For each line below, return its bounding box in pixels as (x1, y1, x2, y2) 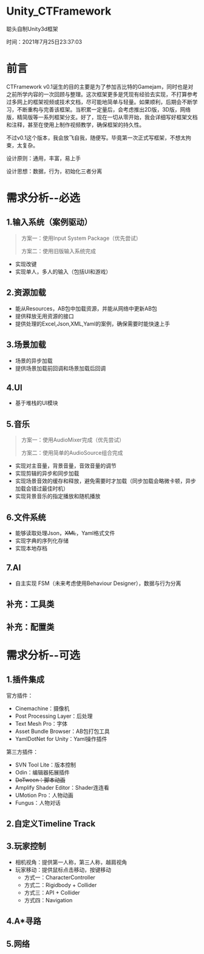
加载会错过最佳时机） (15, 485, 69, 493)
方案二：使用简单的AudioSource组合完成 (21, 449, 123, 457)
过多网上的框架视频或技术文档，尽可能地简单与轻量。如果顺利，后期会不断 (6, 98, 192, 105)
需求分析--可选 (6, 648, 81, 662)
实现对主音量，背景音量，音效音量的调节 (15, 462, 117, 469)
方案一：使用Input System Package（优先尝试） (21, 234, 141, 242)
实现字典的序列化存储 (15, 537, 69, 544)
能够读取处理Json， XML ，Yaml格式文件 (15, 529, 115, 536)
